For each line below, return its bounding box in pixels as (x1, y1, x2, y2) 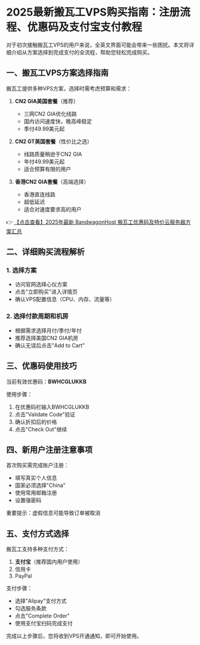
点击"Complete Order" (14, 612, 70, 619)
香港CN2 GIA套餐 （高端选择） (14, 178, 90, 185)
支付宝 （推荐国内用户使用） (14, 558, 84, 566)
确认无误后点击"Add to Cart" (14, 341, 85, 349)
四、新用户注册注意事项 (6, 445, 93, 455)
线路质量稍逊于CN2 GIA (23, 150, 82, 158)
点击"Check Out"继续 (14, 425, 67, 433)
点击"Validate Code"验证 (14, 411, 76, 418)
